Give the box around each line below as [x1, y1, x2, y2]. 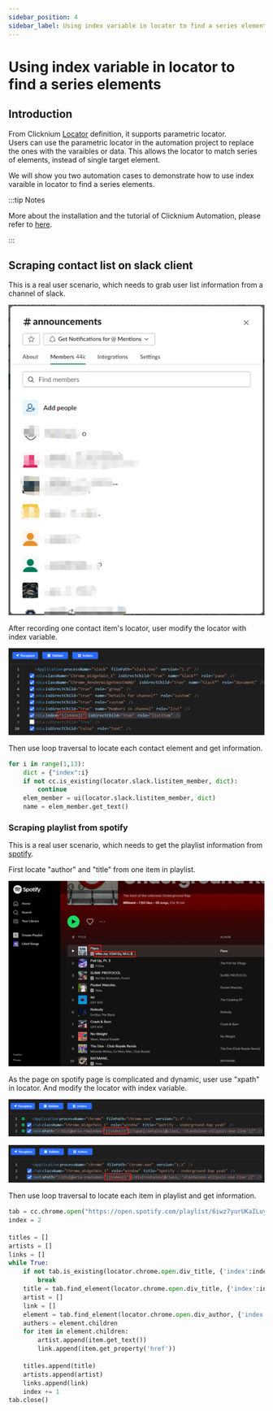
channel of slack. [8, 289, 67, 298]
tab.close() [8, 1396, 49, 1404]
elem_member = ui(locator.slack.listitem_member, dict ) [23, 794, 217, 802]
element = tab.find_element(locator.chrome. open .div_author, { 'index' [23, 1310, 267, 1318]
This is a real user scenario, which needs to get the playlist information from [8, 840, 262, 850]
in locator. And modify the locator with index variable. [8, 1083, 188, 1092]
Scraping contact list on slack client [8, 258, 193, 272]
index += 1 [23, 1387, 60, 1396]
